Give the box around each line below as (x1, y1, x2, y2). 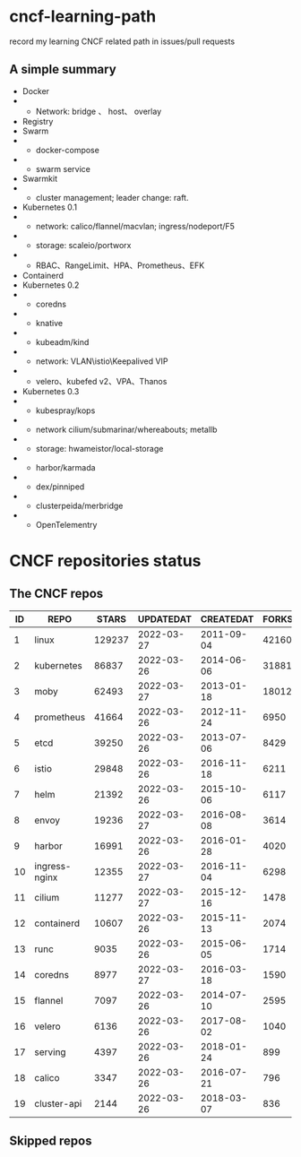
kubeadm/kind (35, 336, 90, 347)
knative (35, 317, 64, 328)
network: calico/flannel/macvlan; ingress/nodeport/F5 (35, 220, 236, 231)
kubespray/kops (35, 405, 96, 416)
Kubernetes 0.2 (21, 280, 80, 290)
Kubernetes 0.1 (21, 202, 78, 212)
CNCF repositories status (9, 550, 202, 571)
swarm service (35, 163, 91, 174)
